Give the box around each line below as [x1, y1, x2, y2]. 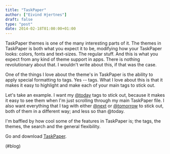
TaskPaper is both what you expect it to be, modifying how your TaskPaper [5, 46, 162, 52]
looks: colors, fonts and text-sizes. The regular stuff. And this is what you [5, 51, 158, 57]
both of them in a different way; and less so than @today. [5, 108, 125, 114]
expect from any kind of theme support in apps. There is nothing [5, 56, 141, 62]
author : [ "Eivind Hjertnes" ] [5, 12, 67, 17]
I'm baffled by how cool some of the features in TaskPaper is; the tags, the [5, 118, 161, 124]
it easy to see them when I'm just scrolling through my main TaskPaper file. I [5, 97, 165, 104]
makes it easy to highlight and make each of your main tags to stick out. [5, 82, 156, 89]
